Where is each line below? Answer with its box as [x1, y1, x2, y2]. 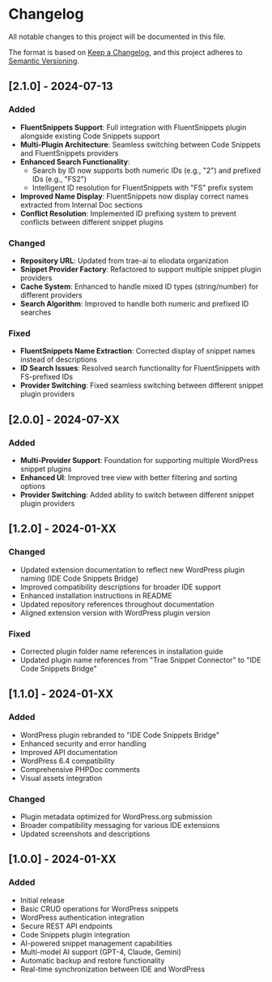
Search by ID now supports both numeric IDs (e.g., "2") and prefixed [32, 165, 261, 175]
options [19, 481, 46, 491]
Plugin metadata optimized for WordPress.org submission [19, 812, 213, 821]
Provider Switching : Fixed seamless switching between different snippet [19, 380, 264, 390]
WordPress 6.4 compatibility [19, 756, 115, 765]
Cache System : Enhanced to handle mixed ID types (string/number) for [19, 281, 259, 291]
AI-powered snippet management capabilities [19, 938, 172, 948]
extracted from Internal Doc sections [19, 199, 143, 209]
